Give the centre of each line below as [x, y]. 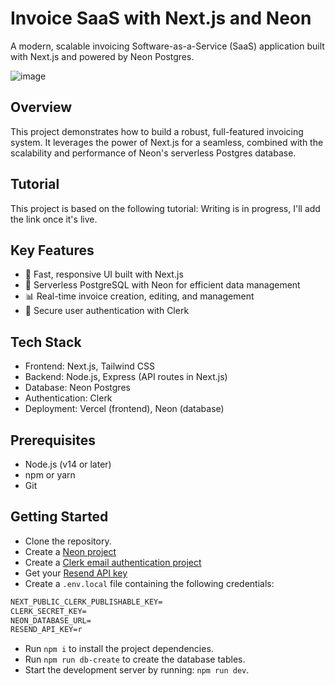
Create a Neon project [70, 551]
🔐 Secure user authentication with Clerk [107, 311]
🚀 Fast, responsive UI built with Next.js [104, 274]
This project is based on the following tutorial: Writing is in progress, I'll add [165, 208]
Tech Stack [46, 342]
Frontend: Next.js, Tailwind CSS [89, 366]
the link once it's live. [54, 219]
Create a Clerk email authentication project [113, 562]
